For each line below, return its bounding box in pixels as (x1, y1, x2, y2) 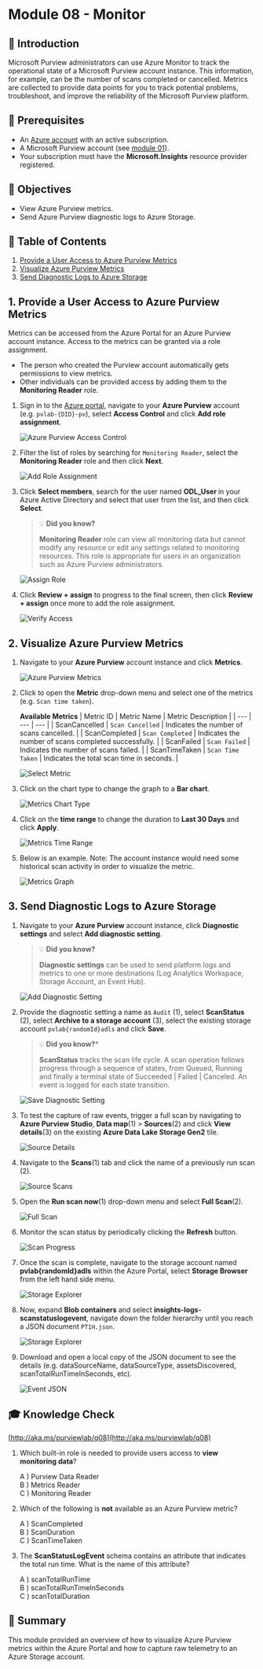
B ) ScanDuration (19, 1527, 75, 1537)
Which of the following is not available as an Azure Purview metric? (19, 1504, 238, 1513)
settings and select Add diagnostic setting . (19, 929, 163, 938)
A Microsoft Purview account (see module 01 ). (19, 143, 170, 153)
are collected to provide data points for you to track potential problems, (8, 83, 239, 92)
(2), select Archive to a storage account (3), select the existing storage (19, 1016, 251, 1025)
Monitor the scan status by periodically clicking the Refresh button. (19, 1227, 238, 1237)
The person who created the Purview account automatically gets (19, 361, 229, 370)
